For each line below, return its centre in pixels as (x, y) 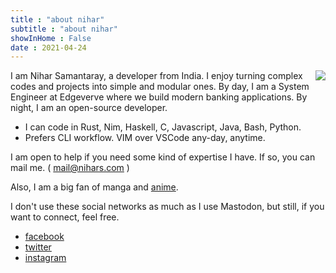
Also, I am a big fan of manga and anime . (94, 187)
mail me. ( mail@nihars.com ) (70, 168)
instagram (45, 258)
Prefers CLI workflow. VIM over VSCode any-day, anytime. (145, 138)
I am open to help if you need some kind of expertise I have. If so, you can (163, 157)
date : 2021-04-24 (48, 47)
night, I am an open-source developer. (89, 108)
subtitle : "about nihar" (64, 29)
